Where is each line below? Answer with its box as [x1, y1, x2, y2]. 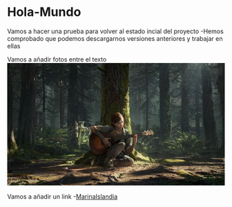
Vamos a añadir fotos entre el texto [7, 55, 107, 63]
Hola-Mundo [7, 4, 81, 20]
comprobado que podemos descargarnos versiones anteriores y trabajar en [7, 34, 223, 42]
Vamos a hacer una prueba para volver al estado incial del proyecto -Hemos [7, 27, 224, 35]
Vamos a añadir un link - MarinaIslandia [7, 192, 118, 201]
